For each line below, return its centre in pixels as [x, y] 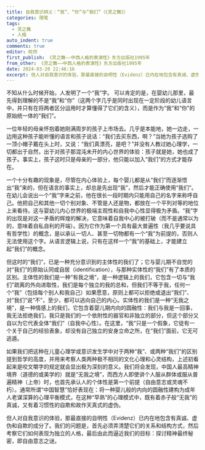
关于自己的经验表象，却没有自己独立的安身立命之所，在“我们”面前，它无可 [105, 331]
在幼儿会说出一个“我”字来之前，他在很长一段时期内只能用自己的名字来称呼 [100, 195]
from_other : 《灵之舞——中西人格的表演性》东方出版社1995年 [74, 63]
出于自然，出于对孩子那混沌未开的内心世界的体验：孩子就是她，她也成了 [108, 152]
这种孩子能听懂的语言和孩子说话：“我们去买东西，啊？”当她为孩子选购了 [107, 137]
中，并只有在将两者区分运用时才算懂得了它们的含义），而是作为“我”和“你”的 [101, 108]
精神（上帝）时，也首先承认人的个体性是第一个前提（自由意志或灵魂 [97, 382]
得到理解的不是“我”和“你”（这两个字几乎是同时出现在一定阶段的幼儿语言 [102, 100]
